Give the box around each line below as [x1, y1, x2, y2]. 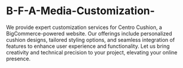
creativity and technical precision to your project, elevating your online [6, 48, 178, 56]
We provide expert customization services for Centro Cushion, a [6, 24, 162, 31]
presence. [6, 55, 31, 62]
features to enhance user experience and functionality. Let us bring [6, 43, 170, 50]
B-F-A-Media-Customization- [6, 4, 155, 18]
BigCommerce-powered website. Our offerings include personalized [6, 30, 172, 37]
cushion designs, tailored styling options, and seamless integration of [6, 36, 175, 43]
